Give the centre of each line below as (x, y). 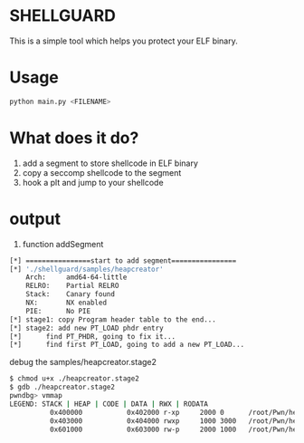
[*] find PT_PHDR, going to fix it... (93, 336)
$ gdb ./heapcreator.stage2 (62, 387)
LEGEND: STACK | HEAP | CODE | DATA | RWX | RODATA (109, 404)
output (35, 219)
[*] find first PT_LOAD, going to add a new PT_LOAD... (127, 345)
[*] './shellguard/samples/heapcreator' (87, 269)
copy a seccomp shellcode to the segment (102, 172)
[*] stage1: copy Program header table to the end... (113, 319)
